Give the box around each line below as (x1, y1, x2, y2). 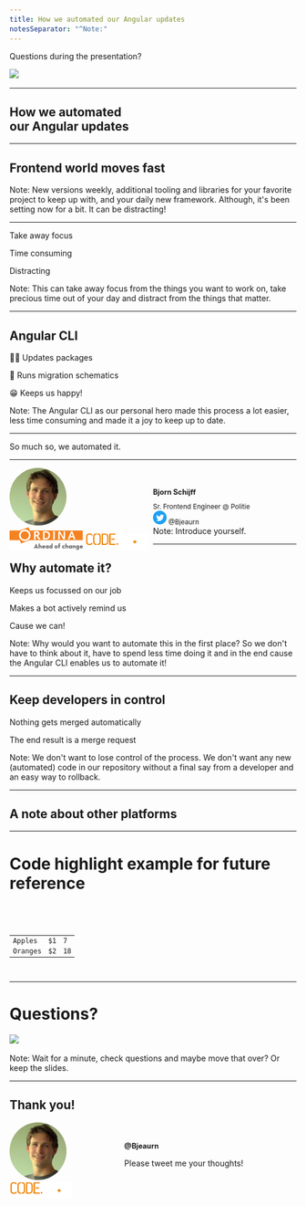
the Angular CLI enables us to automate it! (9, 657, 167, 668)
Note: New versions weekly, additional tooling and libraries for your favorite (9, 184, 292, 195)
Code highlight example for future (9, 854, 271, 874)
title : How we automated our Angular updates (9, 15, 185, 24)
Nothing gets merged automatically (9, 717, 142, 728)
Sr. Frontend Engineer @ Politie (153, 502, 250, 511)
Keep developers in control (9, 692, 166, 708)
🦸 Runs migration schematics (9, 370, 119, 381)
